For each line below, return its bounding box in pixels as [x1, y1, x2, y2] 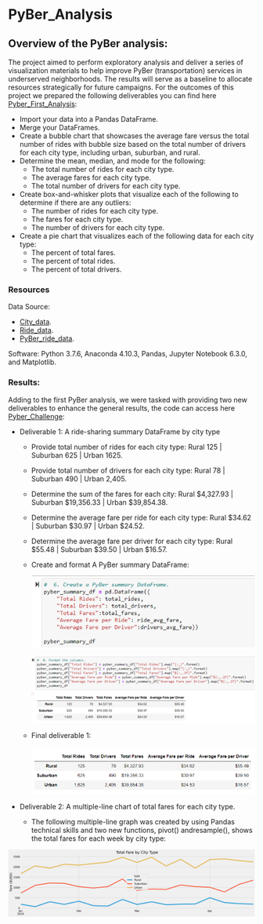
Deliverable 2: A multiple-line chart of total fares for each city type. [19, 802, 236, 812]
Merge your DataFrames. [19, 123, 100, 132]
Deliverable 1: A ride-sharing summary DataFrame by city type [19, 426, 221, 436]
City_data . [19, 317, 52, 327]
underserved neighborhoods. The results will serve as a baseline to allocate [8, 75, 253, 83]
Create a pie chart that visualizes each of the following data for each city [19, 232, 254, 240]
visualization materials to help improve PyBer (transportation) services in [8, 66, 243, 75]
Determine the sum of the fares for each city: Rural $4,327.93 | [31, 489, 233, 499]
